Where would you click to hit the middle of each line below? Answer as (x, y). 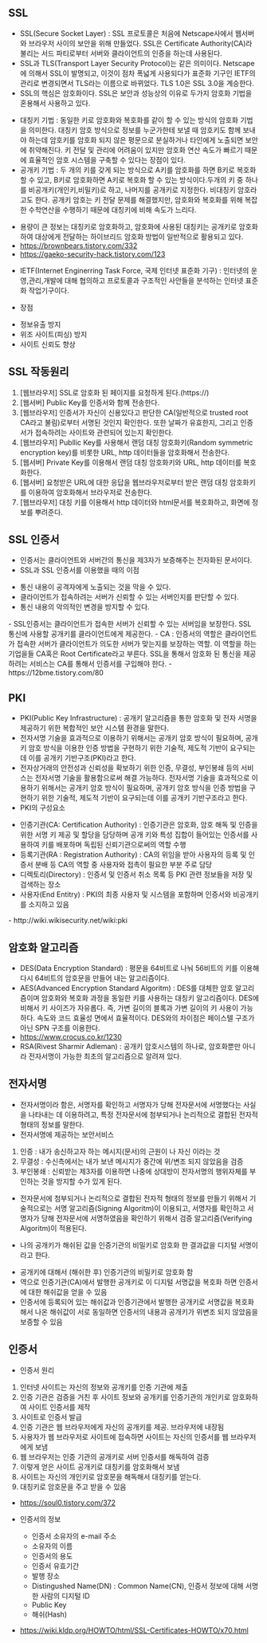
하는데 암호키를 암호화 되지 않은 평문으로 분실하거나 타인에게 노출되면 (136, 140)
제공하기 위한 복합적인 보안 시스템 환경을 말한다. (94, 728)
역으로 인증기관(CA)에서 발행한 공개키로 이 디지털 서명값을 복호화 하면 (128, 1282)
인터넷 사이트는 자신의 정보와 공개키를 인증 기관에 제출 (104, 1387)
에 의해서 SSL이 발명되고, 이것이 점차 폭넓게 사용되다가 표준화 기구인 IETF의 (138, 73)
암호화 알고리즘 (43, 947)
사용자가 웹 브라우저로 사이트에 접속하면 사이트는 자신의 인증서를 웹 (124, 1437)
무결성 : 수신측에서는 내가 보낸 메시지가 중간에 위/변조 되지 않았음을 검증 (132, 1161)
